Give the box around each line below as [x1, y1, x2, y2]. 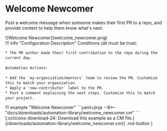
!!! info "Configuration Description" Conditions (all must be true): [5, 40, 137, 46]
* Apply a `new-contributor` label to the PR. [5, 85, 104, 90]
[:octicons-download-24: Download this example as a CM [5, 115, 124, 121]
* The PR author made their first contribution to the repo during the [5, 50, 157, 55]
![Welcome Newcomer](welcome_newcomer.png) [5, 35, 107, 41]
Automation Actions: [5, 65, 48, 70]
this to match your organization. [5, 80, 77, 85]
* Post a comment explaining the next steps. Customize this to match [5, 90, 155, 95]
